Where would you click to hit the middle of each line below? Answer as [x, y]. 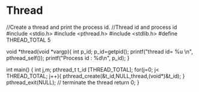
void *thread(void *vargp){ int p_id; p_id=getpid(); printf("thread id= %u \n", [99, 51]
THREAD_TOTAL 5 [28, 40]
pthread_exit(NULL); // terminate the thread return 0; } [73, 82]
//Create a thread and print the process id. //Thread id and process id [92, 27]
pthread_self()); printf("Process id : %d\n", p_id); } [68, 58]
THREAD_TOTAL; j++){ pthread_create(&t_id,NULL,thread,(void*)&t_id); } [96, 76]
